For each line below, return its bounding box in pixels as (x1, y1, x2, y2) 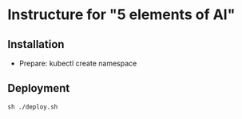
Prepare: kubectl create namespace (18, 58, 137, 68)
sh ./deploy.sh (7, 102, 58, 111)
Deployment (7, 81, 70, 95)
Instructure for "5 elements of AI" (7, 6, 236, 24)
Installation (7, 38, 65, 51)
